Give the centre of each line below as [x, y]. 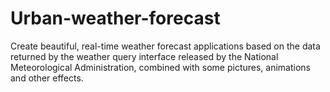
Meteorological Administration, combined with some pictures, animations [160, 67]
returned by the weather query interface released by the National [144, 56]
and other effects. [47, 78]
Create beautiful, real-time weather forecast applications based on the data [165, 46]
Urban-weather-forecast [115, 18]
